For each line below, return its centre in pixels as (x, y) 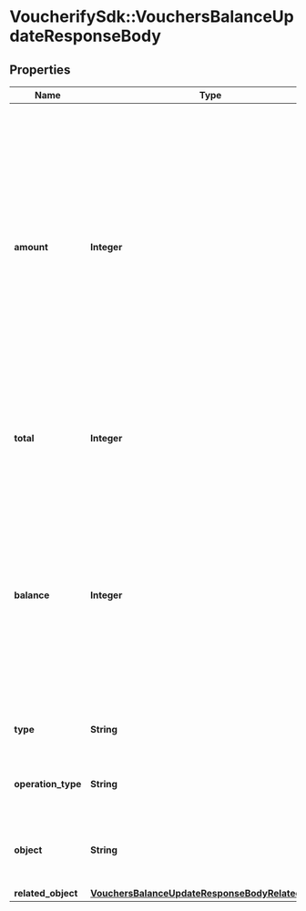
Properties (40, 70)
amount (31, 247)
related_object (46, 893)
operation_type (48, 784)
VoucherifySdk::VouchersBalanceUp (152, 17)
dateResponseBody (86, 36)
